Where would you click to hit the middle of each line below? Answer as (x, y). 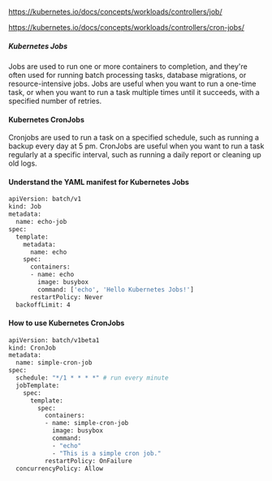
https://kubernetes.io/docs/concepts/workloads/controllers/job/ (115, 12)
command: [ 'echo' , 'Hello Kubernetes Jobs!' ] (116, 290)
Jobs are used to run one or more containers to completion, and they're (128, 66)
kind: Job (25, 207)
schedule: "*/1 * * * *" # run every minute (92, 378)
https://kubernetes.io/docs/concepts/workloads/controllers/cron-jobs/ (127, 27)
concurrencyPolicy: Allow (60, 468)
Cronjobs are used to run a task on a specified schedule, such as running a (134, 138)
